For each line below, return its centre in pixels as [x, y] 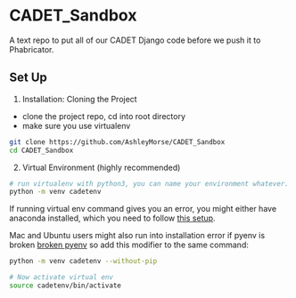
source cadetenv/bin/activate [66, 286]
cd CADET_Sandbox [41, 150]
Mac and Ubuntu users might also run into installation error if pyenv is [137, 236]
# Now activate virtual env [62, 278]
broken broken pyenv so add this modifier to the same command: [129, 245]
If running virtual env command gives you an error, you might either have [143, 209]
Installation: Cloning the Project [79, 99]
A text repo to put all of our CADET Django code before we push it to [135, 40]
